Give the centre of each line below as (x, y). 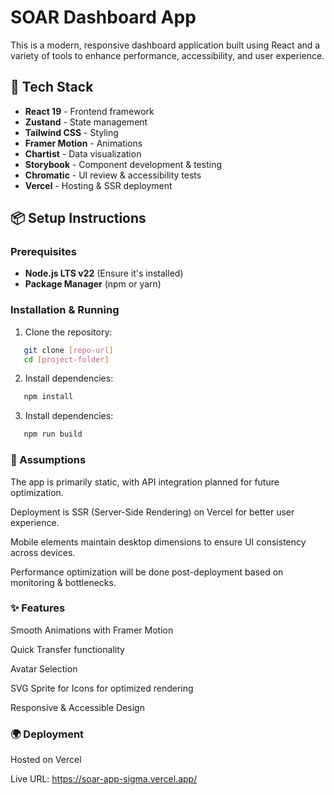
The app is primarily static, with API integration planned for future (145, 482)
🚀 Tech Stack (52, 87)
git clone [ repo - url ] (68, 350)
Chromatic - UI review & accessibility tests (113, 175)
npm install (48, 397)
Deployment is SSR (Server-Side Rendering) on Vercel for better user (152, 512)
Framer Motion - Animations (83, 143)
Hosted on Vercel (46, 760)
